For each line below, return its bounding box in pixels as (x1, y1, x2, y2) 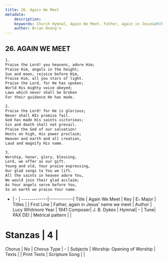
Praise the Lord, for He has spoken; (5, 81, 84, 86)
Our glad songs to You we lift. (5, 168, 72, 174)
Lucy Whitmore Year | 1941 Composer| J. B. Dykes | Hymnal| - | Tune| (12, 207, 156, 213)
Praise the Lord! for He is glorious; (5, 108, 86, 113)
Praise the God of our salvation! (5, 127, 77, 132)
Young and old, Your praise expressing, (5, 164, 91, 169)
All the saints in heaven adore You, (5, 173, 84, 178)
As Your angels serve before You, (5, 182, 77, 187)
